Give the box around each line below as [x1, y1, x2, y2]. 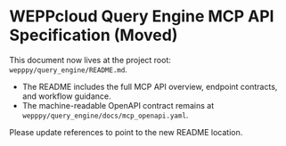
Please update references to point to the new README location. [9, 126, 243, 137]
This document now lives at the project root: [9, 54, 172, 65]
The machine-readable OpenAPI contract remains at [21, 100, 215, 110]
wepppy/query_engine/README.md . [9, 64, 127, 75]
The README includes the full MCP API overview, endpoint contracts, [21, 81, 278, 92]
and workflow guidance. [21, 91, 111, 101]
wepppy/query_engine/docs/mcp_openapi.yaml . [21, 109, 189, 120]
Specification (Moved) [9, 25, 178, 45]
